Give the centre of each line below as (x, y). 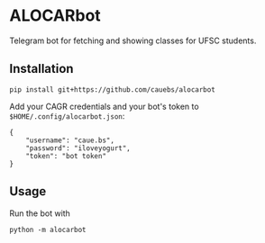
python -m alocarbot (48, 229)
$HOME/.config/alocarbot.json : (67, 116)
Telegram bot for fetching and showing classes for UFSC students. (133, 40)
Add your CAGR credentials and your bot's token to (105, 106)
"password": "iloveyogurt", (78, 148)
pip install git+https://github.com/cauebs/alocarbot (113, 90)
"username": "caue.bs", (70, 140)
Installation (41, 69)
